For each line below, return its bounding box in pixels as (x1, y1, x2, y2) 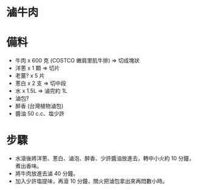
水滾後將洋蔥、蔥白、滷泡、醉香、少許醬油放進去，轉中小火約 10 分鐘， (15, 155, 195, 162)
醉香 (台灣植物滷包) (15, 103, 64, 110)
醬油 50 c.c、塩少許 (15, 110, 65, 117)
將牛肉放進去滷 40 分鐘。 (15, 170, 79, 177)
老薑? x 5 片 (15, 72, 45, 80)
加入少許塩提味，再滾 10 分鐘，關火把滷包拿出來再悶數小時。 (15, 177, 168, 185)
